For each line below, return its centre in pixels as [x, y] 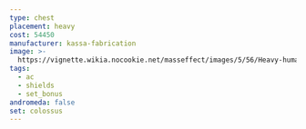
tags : [20, 69]
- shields [36, 85]
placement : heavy [42, 26]
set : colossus [36, 111]
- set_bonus [41, 94]
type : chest [32, 18]
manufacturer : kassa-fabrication [73, 43]
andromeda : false [42, 102]
